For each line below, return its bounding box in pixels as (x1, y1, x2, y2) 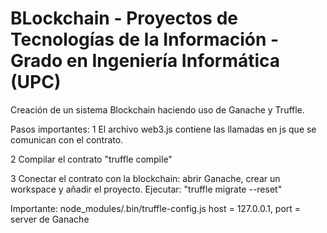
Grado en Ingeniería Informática (10, 50, 281, 72)
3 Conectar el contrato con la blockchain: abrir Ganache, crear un (10, 172, 281, 184)
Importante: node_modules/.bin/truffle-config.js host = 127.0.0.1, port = (10, 202, 302, 214)
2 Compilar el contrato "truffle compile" (10, 153, 173, 165)
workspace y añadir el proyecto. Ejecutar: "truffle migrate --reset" (10, 183, 283, 195)
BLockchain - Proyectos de (10, 7, 238, 30)
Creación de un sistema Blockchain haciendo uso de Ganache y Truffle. (10, 103, 305, 116)
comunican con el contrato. (10, 133, 124, 146)
